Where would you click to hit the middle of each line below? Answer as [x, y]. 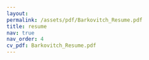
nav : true [21, 33]
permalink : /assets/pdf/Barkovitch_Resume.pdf [74, 20]
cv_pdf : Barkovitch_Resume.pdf [51, 46]
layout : [18, 13]
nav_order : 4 [25, 39]
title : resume [27, 26]
